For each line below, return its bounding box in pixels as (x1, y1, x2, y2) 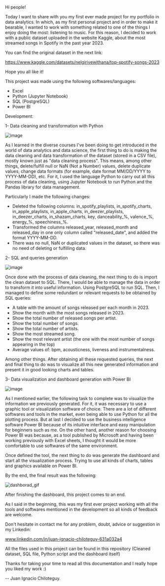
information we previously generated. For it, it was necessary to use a (5, 401, 147, 406)
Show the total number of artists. (12, 326, 79, 331)
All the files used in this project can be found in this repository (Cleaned (5, 546, 151, 551)
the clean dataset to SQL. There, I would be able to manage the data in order (5, 279, 161, 285)
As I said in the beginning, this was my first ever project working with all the (5, 501, 159, 507)
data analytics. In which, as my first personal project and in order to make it (5, 19, 158, 25)
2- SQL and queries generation (5, 255, 68, 261)
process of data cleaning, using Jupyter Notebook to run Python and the (5, 179, 152, 184)
